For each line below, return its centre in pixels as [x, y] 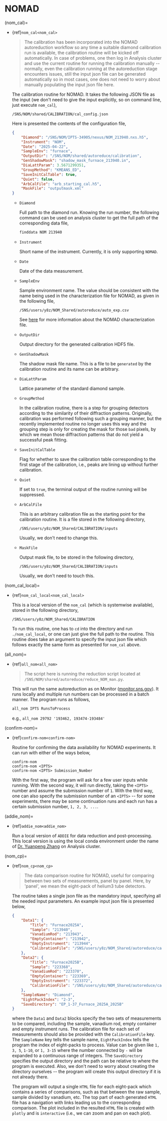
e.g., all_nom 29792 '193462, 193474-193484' [58, 718]
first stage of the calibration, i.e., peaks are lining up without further [88, 465]
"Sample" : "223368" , [51, 967]
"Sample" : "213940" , [51, 930]
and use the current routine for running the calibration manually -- [92, 63]
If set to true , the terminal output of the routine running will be [83, 490]
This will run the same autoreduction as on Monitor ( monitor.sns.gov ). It [85, 689]
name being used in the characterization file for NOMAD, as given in [89, 296]
